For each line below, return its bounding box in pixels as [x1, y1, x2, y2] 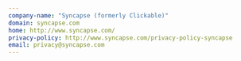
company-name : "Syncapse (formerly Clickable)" [8, 11, 169, 20]
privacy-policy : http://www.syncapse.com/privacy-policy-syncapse [8, 33, 233, 42]
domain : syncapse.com [8, 19, 80, 27]
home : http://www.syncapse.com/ [8, 26, 115, 34]
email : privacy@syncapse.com [8, 41, 105, 49]
